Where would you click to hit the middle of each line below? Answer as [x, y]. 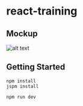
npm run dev [21, 97]
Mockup [22, 34]
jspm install [23, 86]
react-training [42, 11]
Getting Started [36, 67]
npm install [21, 81]
